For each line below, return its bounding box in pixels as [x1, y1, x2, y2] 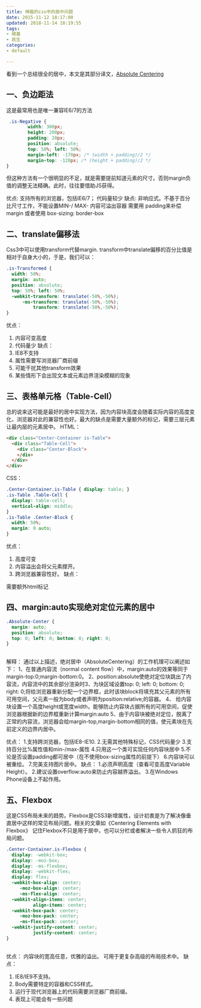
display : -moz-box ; [11, 858, 60, 864]
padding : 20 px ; [28, 135, 66, 141]
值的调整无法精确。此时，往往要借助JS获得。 [6, 182, 118, 189]
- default [6, 48, 31, 54]
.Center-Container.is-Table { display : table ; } [6, 487, 130, 493]
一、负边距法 [6, 89, 54, 99]
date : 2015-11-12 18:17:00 [6, 14, 74, 20]
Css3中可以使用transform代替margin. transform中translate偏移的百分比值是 [6, 246, 193, 253]
